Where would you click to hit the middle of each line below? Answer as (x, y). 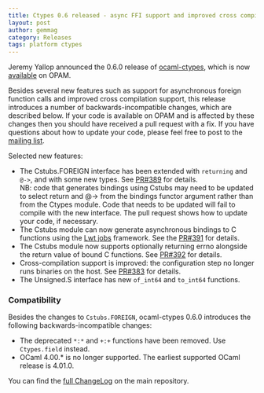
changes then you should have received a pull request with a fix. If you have (131, 124)
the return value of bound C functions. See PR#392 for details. (121, 255)
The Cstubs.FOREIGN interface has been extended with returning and (133, 171)
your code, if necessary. (59, 222)
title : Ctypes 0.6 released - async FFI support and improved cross (123, 15)
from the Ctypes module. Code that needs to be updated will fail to (127, 204)
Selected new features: (46, 156)
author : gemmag (33, 30)
